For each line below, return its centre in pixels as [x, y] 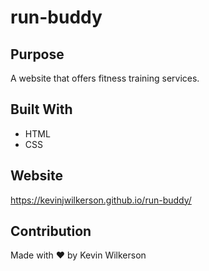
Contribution [51, 231]
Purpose [37, 54]
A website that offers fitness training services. [105, 78]
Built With [41, 109]
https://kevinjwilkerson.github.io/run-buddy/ [101, 200]
